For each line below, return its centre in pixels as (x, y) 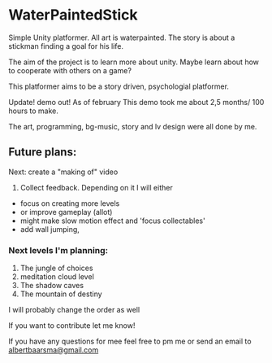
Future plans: (43, 152)
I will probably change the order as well (74, 310)
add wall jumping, (50, 229)
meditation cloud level (57, 277)
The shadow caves (52, 286)
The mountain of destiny (61, 294)
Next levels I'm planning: (58, 250)
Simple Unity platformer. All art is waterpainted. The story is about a (122, 37)
